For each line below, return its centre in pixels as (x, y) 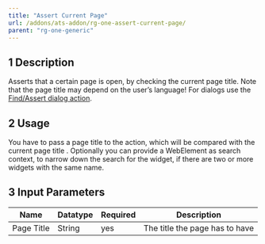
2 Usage (29, 123)
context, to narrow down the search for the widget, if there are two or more (131, 159)
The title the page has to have (199, 228)
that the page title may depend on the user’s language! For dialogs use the (130, 90)
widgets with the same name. (56, 168)
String (69, 228)
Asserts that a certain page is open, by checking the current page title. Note (132, 82)
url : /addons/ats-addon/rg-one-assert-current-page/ (97, 23)
